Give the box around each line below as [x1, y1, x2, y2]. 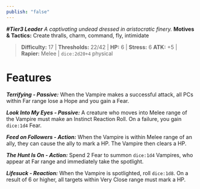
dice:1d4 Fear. [6, 122, 42, 129]
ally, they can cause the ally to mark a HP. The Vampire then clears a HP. [6, 140, 187, 147]
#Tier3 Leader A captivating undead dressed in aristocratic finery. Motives [6, 25, 195, 33]
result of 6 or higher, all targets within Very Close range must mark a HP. [6, 176, 186, 183]
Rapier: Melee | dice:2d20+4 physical [20, 49, 113, 57]
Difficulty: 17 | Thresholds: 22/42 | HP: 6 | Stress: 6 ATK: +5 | [20, 43, 178, 51]
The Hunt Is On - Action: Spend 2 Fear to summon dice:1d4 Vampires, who [6, 151, 193, 158]
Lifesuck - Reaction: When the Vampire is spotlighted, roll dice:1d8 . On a [6, 169, 189, 176]
